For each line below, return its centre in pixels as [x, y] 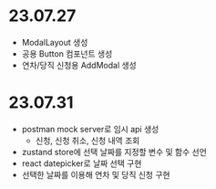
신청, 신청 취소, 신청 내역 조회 [87, 140]
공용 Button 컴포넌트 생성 [67, 53]
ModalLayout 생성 [55, 42]
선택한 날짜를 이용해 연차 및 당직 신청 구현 [96, 174]
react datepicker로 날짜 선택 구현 [82, 163]
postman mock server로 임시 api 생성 [90, 129]
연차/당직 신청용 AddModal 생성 [79, 65]
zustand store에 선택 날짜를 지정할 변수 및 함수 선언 [114, 152]
